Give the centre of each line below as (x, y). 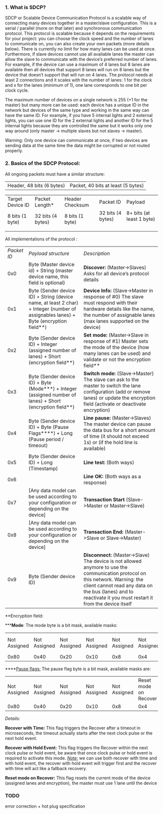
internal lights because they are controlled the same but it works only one (78, 126)
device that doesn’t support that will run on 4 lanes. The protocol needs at (79, 75)
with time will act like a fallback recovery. (46, 768)
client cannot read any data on (118, 585)
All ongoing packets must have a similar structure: (55, 174)
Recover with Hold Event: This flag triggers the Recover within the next (76, 748)
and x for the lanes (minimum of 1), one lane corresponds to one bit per (76, 85)
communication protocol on (115, 573)
